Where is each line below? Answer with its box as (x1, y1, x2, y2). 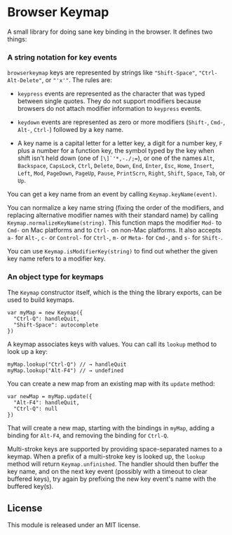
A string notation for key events (7, 52, 118, 62)
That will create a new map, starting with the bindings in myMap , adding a (7, 423, 215, 432)
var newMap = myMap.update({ (7, 392, 93, 400)
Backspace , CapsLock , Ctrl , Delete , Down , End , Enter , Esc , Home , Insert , (17, 161, 215, 170)
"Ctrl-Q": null (13, 405, 58, 412)
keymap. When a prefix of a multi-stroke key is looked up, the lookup (7, 452, 205, 461)
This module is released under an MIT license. (7, 521, 141, 529)
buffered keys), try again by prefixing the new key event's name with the (7, 475, 217, 483)
